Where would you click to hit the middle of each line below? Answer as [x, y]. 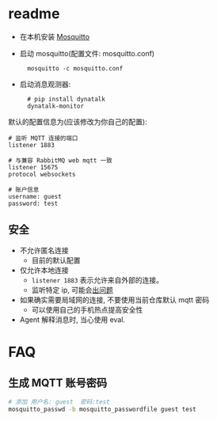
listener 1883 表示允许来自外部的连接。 [97, 280]
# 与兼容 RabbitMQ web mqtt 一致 [60, 160]
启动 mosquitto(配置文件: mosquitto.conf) [87, 53]
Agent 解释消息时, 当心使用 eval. [72, 319]
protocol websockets [42, 174]
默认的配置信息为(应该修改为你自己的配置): [78, 121]
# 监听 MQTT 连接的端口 [43, 138]
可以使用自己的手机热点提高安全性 [87, 309]
